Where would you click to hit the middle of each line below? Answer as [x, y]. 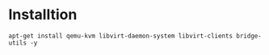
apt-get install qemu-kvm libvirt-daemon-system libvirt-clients [120, 36]
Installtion [43, 15]
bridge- [249, 36]
